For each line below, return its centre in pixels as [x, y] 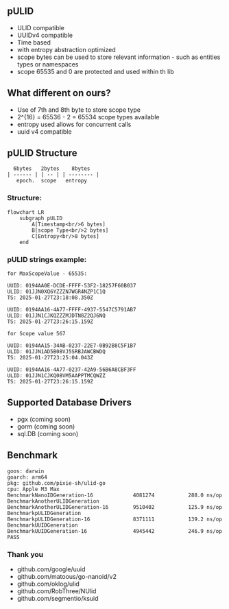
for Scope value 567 [37, 334]
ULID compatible [41, 27]
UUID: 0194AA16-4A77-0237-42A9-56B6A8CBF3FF [72, 370]
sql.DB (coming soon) [48, 433]
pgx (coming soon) [44, 419]
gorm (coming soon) [46, 426]
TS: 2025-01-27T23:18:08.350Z [50, 298]
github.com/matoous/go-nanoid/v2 [67, 576]
